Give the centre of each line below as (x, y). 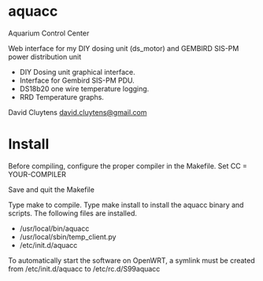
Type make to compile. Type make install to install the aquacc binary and (126, 205)
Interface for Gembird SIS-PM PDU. (77, 80)
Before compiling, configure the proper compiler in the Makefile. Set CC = (128, 166)
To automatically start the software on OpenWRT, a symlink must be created (132, 260)
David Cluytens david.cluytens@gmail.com (78, 112)
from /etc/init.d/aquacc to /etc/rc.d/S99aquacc (84, 268)
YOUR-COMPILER (37, 174)
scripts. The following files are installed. (73, 213)
